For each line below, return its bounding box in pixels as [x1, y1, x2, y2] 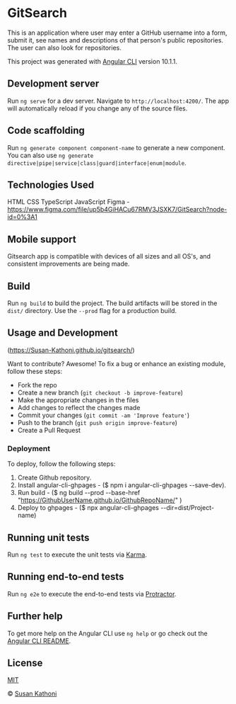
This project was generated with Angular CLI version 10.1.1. [7, 57, 178, 65]
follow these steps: [7, 367, 62, 375]
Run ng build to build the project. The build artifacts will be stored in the [7, 299, 218, 307]
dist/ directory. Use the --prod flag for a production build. [7, 307, 177, 314]
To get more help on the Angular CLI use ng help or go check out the [7, 629, 208, 637]
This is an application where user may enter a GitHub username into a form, [7, 28, 228, 37]
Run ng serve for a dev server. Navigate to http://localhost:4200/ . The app [7, 96, 230, 105]
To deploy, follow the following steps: [7, 460, 116, 468]
